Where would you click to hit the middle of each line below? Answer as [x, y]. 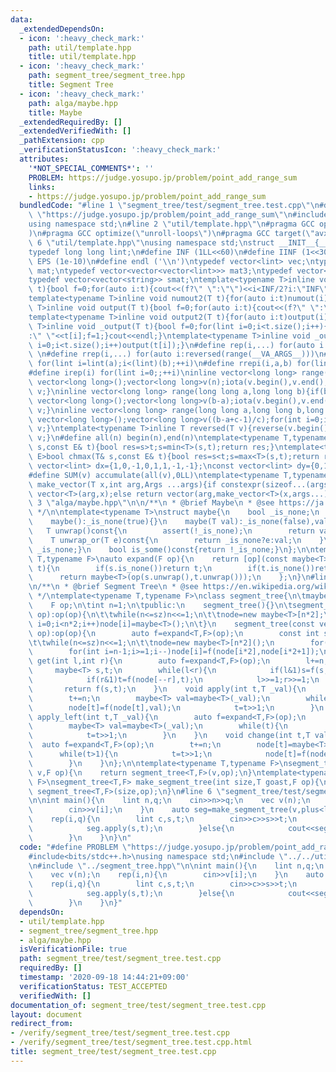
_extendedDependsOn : [62, 29]
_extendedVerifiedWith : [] [75, 131]
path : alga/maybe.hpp [73, 103]
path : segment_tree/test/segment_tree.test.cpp [120, 959]
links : [42, 187]
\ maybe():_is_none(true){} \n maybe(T [122, 522]
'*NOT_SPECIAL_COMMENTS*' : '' [91, 168]
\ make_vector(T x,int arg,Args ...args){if [122, 484]
